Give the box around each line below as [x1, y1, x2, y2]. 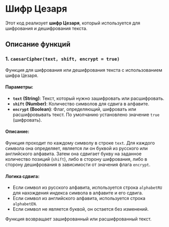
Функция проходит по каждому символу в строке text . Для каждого [5, 140, 155, 146]
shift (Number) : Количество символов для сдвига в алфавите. [12, 100, 149, 107]
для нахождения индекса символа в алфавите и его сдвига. [12, 190, 144, 196]
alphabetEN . [12, 201, 37, 207]
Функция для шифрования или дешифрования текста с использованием [5, 67, 163, 73]
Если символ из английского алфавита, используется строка [12, 195, 146, 202]
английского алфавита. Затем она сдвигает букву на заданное [5, 151, 142, 157]
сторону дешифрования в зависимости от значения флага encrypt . [5, 161, 151, 168]
